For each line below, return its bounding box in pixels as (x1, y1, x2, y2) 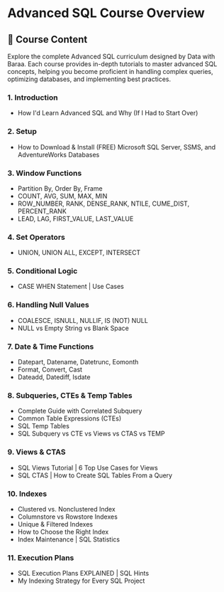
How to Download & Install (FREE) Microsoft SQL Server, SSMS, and (17, 142, 216, 151)
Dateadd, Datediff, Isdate (17, 373, 91, 381)
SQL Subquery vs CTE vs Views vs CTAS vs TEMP (17, 429, 165, 438)
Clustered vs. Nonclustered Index (17, 504, 116, 513)
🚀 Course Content (7, 33, 88, 46)
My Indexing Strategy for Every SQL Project (17, 576, 145, 585)
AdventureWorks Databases (17, 150, 100, 159)
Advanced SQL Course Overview (7, 5, 205, 21)
